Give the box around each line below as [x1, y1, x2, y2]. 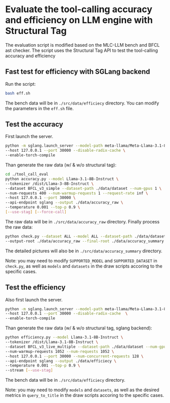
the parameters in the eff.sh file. [5, 105, 74, 111]
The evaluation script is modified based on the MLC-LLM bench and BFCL [5, 42, 160, 48]
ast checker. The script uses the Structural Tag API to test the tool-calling [5, 47, 158, 53]
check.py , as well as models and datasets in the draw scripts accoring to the [5, 263, 163, 269]
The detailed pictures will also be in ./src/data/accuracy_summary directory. [5, 248, 163, 254]
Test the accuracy [5, 120, 63, 129]
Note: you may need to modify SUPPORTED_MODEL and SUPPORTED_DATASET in [5, 257, 158, 263]
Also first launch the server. [5, 296, 63, 303]
